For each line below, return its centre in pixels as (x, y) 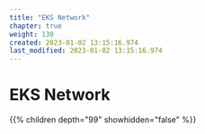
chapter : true (36, 26)
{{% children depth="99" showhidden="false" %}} (103, 120)
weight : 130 (31, 34)
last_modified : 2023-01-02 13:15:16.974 (86, 51)
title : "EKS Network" (50, 17)
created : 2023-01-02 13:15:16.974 (74, 42)
